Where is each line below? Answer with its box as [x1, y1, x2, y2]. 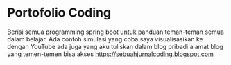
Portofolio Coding [7, 5, 112, 21]
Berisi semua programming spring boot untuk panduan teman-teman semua [7, 28, 224, 36]
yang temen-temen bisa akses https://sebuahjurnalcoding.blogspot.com [7, 50, 214, 58]
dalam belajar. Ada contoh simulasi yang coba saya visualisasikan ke [7, 35, 203, 43]
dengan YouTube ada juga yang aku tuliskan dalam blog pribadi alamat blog [7, 42, 223, 50]
